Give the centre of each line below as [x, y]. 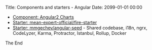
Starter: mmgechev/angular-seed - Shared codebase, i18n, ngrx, [80, 28]
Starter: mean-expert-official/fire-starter [55, 22]
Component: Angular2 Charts [43, 17]
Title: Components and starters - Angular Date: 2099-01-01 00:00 [74, 7]
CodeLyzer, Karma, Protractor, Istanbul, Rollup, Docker [69, 33]
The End [14, 43]
